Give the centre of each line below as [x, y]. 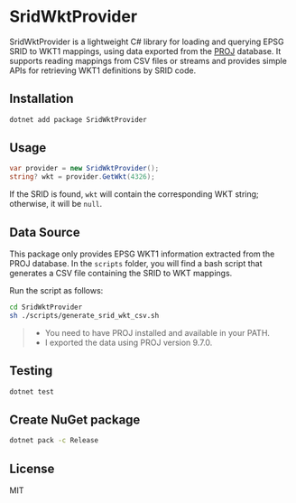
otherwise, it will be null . [56, 204]
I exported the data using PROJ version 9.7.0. [129, 342]
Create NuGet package [75, 419]
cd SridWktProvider [46, 307]
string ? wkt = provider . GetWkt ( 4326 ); [82, 177]
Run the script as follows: [56, 290]
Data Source [45, 232]
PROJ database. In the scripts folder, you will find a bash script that [136, 263]
